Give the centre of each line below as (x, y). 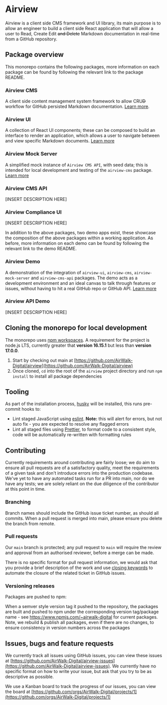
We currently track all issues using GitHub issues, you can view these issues (84, 655)
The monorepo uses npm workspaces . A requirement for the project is (77, 340)
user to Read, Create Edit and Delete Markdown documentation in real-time (82, 33)
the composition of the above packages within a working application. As (79, 238)
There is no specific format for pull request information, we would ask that (81, 562)
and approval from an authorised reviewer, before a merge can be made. (80, 553)
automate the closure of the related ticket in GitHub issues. (66, 573)
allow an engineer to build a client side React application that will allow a (79, 28)
